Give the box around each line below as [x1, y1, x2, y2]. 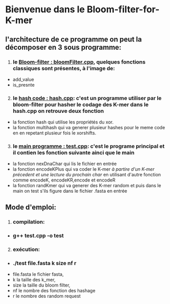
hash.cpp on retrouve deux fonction [12, 107, 104, 114]
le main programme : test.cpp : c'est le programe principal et [12, 143, 165, 150]
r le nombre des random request [12, 293, 81, 299]
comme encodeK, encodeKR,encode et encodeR [12, 177, 116, 183]
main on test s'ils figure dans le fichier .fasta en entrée [12, 188, 128, 194]
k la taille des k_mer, [12, 276, 56, 282]
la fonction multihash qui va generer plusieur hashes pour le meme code [12, 125, 165, 131]
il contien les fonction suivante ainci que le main [12, 149, 135, 156]
